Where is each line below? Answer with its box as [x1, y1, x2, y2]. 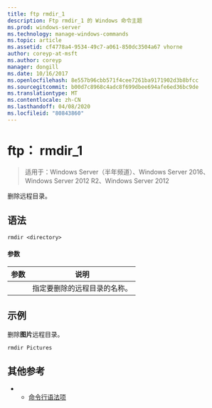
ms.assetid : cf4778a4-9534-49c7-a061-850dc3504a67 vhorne [7, 43, 183, 51]
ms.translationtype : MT [7, 90, 78, 97]
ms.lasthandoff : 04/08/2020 [7, 103, 91, 110]
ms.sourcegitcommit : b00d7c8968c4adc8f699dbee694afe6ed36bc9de [7, 83, 199, 90]
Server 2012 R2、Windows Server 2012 [53, 176, 169, 185]
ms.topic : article [7, 37, 62, 44]
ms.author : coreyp [7, 57, 62, 64]
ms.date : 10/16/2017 [7, 70, 69, 77]
